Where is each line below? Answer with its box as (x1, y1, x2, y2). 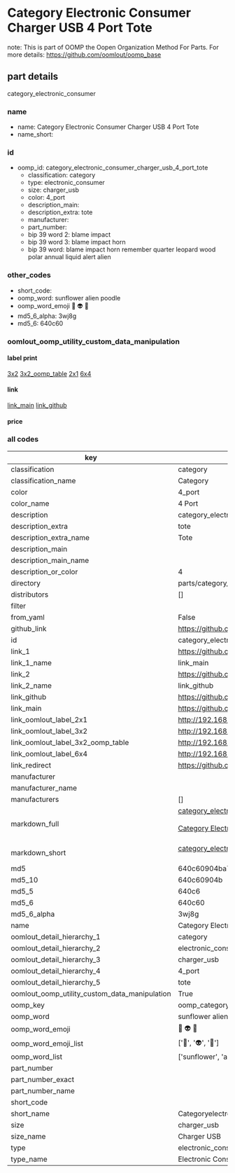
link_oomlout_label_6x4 (10, 749, 88, 758)
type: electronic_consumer (27, 179, 105, 187)
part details (7, 71, 59, 83)
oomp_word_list (10, 1052, 63, 1062)
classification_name (10, 476, 76, 485)
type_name (10, 1154, 48, 1164)
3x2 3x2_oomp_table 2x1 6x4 (7, 369, 92, 377)
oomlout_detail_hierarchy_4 (10, 966, 101, 976)
